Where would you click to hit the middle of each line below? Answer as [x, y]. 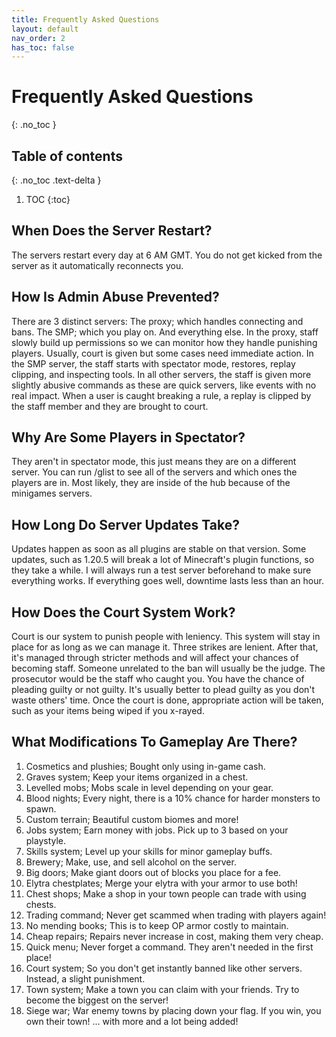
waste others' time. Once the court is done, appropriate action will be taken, [167, 700]
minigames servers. [52, 493]
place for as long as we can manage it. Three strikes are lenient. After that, [165, 647]
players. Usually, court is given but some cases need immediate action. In [162, 353]
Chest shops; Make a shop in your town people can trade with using [166, 893]
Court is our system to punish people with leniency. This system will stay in [166, 637]
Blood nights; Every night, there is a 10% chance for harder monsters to [173, 798]
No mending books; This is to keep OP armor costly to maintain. [157, 925]
